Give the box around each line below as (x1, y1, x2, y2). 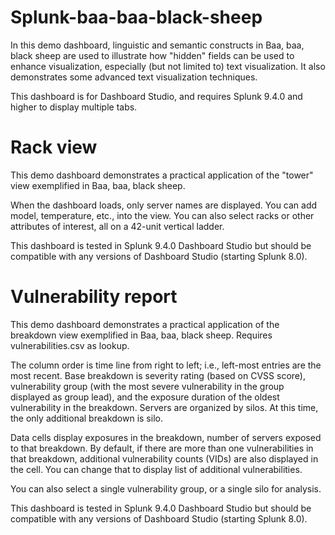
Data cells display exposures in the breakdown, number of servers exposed (10, 431, 322, 443)
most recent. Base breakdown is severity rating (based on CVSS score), (10, 369, 306, 381)
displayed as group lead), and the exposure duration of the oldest (10, 391, 280, 403)
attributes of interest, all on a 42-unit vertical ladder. (10, 220, 225, 232)
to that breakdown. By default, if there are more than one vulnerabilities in (10, 442, 314, 454)
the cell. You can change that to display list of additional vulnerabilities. (10, 463, 303, 475)
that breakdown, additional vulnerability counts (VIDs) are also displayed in (10, 452, 319, 465)
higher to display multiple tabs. (10, 101, 138, 113)
